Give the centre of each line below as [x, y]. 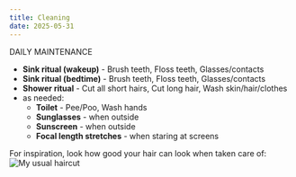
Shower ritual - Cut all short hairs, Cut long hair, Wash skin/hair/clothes [155, 88]
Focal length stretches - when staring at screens [127, 136]
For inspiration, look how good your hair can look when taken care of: [138, 153]
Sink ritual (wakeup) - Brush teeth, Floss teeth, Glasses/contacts [143, 69]
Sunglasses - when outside [87, 117]
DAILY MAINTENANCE [51, 51]
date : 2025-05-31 [42, 26]
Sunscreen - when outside [86, 126]
